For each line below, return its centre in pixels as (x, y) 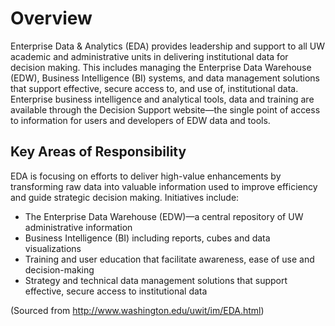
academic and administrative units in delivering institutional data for (149, 56)
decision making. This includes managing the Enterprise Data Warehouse (161, 67)
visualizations (53, 248)
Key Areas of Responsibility (98, 152)
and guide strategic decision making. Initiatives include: (125, 197)
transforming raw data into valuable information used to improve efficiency (164, 186)
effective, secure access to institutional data (116, 291)
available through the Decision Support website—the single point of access (165, 109)
